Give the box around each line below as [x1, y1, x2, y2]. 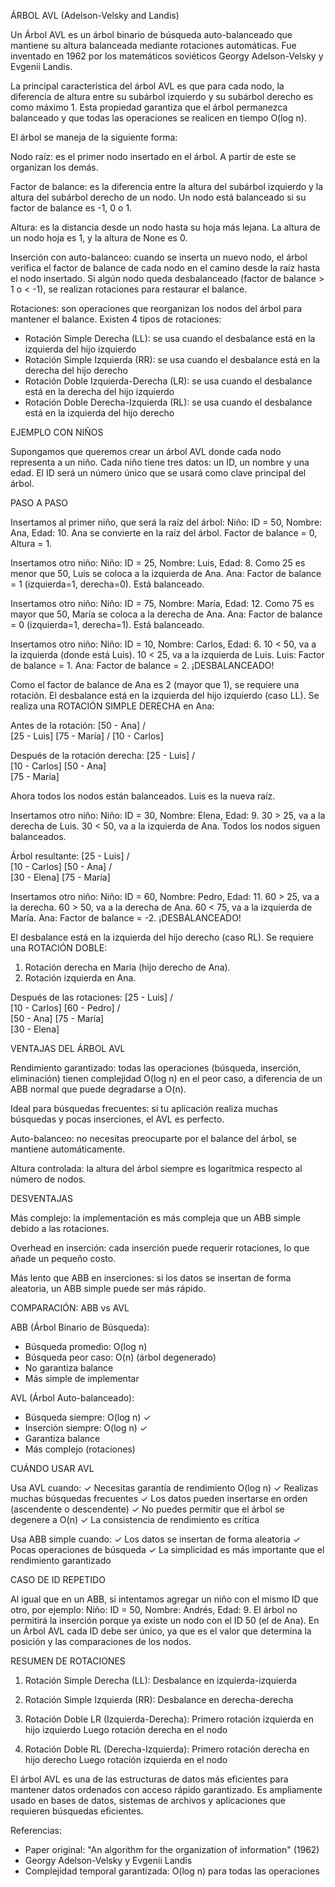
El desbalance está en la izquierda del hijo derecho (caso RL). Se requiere [10, 931, 314, 943]
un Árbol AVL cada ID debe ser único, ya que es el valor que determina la [10, 1625, 312, 1637]
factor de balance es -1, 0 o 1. [10, 202, 133, 214]
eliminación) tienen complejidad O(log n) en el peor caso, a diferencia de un [10, 1073, 323, 1084]
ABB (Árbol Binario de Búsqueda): [10, 1321, 150, 1333]
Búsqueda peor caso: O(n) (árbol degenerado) [24, 1351, 217, 1363]
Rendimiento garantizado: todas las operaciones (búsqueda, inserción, [10, 1062, 302, 1074]
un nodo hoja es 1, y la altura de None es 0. [10, 232, 188, 244]
